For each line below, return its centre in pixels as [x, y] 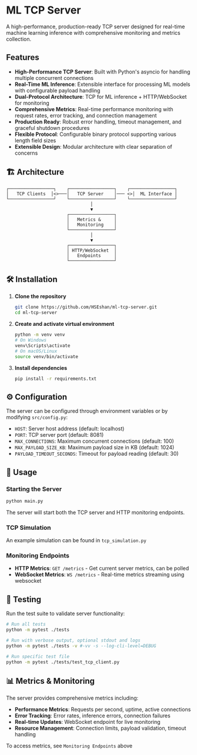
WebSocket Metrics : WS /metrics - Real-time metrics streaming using [99, 574]
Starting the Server [34, 489]
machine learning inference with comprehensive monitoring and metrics [93, 32]
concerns [26, 153]
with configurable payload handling [57, 90]
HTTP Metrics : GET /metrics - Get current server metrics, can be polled [102, 569]
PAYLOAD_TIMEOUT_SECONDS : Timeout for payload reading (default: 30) [96, 454]
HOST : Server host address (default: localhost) [69, 429]
